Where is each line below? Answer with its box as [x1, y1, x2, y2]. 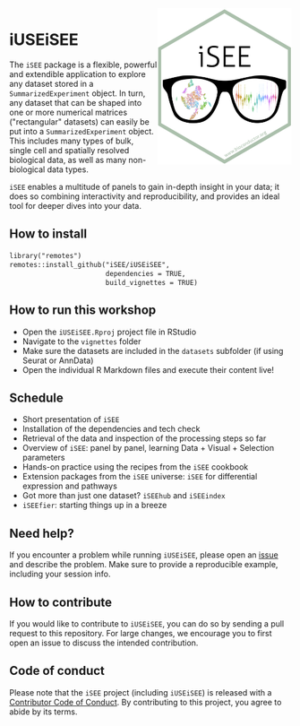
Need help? [9, 525, 74, 540]
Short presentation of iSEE [21, 414, 120, 425]
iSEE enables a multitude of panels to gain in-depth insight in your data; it [9, 181, 279, 192]
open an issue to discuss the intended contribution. [9, 637, 199, 648]
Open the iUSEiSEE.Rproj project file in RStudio [21, 326, 197, 337]
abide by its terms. [9, 706, 78, 717]
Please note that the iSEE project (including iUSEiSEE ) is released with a [9, 687, 272, 697]
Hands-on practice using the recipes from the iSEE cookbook [21, 462, 249, 472]
